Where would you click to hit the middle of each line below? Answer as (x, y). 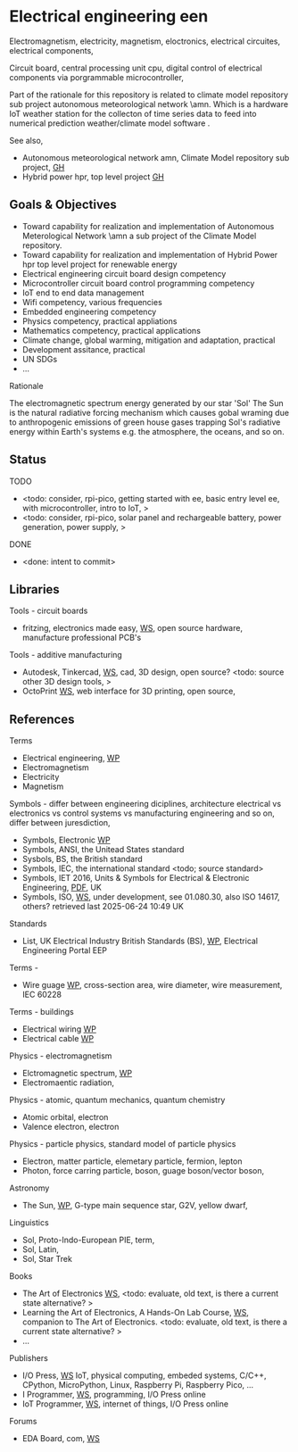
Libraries (34, 589)
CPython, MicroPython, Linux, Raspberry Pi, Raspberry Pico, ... (138, 1385)
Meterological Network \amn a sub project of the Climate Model (139, 236)
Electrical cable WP (58, 1039)
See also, (26, 140)
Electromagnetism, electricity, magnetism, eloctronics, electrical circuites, (145, 41)
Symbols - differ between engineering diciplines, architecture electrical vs (145, 804)
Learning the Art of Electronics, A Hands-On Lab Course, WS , (136, 1313)
